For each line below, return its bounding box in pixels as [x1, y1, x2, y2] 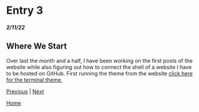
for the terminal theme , [6, 76, 63, 83]
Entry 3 [6, 4, 44, 17]
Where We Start [6, 41, 67, 52]
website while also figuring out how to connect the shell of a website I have [6, 63, 192, 71]
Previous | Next [6, 87, 44, 95]
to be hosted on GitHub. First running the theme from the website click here [6, 69, 193, 77]
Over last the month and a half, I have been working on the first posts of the [6, 57, 193, 64]
